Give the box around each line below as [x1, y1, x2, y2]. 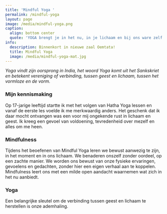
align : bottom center [10, 31, 55, 36]
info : [5, 40, 17, 45]
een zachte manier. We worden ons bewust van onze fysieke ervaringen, [5, 158, 156, 164]
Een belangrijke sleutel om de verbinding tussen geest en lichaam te [5, 198, 146, 204]
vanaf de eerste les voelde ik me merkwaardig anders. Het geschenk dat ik [5, 107, 160, 113]
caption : [5, 26, 24, 31]
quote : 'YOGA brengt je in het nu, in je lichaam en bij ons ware [10, 36, 151, 41]
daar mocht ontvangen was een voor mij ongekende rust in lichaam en [5, 113, 151, 119]
